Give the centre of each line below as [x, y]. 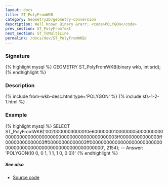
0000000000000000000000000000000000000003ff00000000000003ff [84, 137]
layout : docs [19, 10]
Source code [26, 177]
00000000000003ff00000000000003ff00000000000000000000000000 [84, 142]
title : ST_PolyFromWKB [29, 15]
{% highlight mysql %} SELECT [38, 126]
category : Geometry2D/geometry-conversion [51, 19]
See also [15, 165]
